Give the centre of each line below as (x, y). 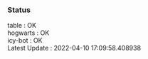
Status (19, 10)
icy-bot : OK (25, 41)
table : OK (22, 26)
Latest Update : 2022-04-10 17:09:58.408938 (74, 48)
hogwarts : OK (28, 33)
